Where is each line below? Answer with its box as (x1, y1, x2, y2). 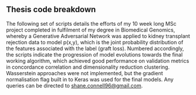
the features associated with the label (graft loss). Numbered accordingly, (6, 45, 184, 52)
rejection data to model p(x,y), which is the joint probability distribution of (6, 38, 184, 45)
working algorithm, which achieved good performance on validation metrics (6, 57, 190, 64)
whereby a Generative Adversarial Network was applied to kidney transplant (6, 32, 191, 40)
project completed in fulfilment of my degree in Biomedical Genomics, (6, 26, 175, 33)
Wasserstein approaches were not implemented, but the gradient (6, 69, 163, 76)
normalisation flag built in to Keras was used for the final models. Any (6, 76, 174, 83)
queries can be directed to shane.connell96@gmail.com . (6, 82, 143, 89)
